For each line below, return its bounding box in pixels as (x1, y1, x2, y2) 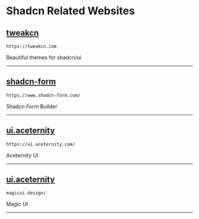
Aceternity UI (6, 151, 38, 158)
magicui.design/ (6, 190, 46, 196)
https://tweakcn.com (6, 43, 57, 49)
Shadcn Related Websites (6, 4, 135, 18)
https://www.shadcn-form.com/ (6, 92, 81, 99)
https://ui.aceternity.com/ (6, 141, 76, 147)
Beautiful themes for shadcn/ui (6, 54, 82, 61)
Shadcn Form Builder (6, 103, 57, 110)
